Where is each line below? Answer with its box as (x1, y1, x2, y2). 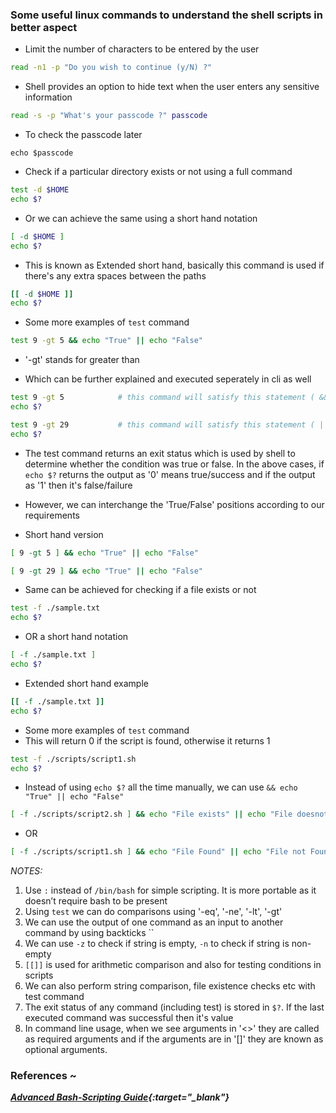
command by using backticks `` (24, 927, 155, 939)
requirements (24, 509, 80, 521)
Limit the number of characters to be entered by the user (24, 43, 260, 55)
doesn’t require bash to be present (24, 895, 168, 907)
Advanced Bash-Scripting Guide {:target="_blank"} (10, 1091, 230, 1103)
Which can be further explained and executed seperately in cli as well (24, 373, 312, 385)
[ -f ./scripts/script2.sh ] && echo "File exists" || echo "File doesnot (10, 809, 329, 820)
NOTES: (10, 865, 43, 877)
